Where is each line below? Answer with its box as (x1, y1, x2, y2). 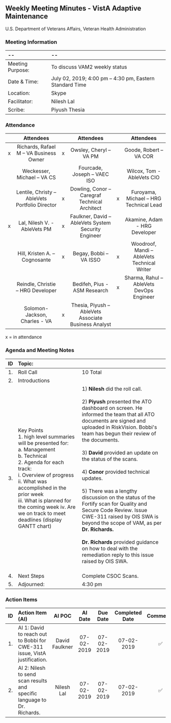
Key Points (18, 427, 44, 434)
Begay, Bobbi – (73, 250, 108, 257)
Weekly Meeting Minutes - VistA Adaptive (5, 4, 141, 13)
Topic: (18, 360, 34, 367)
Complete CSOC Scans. (81, 572, 139, 579)
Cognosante (21, 256, 51, 264)
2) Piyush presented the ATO (81, 398, 152, 405)
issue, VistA (18, 650, 46, 657)
